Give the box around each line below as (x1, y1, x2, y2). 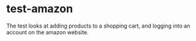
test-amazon (6, 2, 73, 16)
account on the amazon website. (6, 28, 89, 35)
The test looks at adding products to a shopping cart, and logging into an (6, 22, 190, 29)
